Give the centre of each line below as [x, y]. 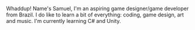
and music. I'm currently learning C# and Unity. [64, 21]
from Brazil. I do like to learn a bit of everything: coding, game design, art [95, 15]
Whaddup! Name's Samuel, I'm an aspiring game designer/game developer [97, 9]
